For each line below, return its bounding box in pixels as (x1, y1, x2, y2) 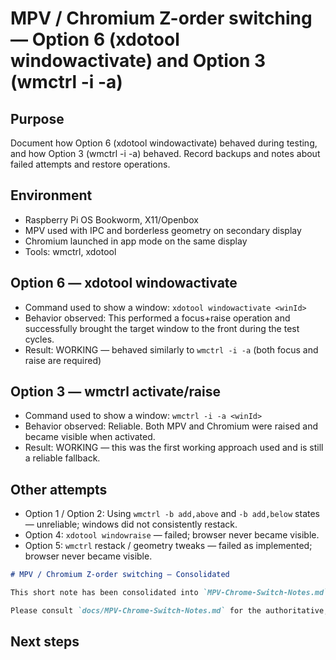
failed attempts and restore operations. (10, 158, 171, 170)
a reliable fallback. (24, 452, 101, 464)
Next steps (10, 633, 80, 651)
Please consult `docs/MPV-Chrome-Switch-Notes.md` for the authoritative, (10, 606, 329, 616)
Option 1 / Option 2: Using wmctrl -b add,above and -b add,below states (24, 508, 320, 520)
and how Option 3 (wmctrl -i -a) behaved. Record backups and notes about (10, 148, 321, 159)
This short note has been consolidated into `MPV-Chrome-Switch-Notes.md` (10, 588, 329, 598)
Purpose (10, 110, 65, 127)
